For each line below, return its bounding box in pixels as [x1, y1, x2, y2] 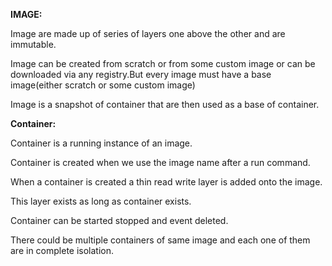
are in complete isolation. [10, 245, 115, 256]
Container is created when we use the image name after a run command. [10, 157, 311, 168]
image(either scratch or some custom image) [10, 79, 196, 91]
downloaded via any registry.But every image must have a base [10, 69, 272, 80]
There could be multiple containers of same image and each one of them [10, 234, 311, 246]
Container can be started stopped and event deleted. [10, 215, 229, 226]
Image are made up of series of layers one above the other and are [10, 28, 286, 39]
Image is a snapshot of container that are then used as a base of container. [10, 99, 320, 110]
